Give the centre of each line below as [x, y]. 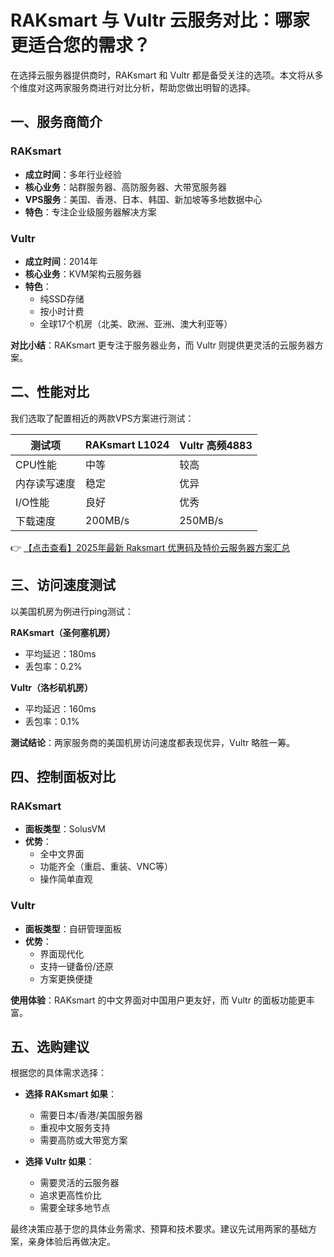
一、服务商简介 [56, 122]
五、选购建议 [50, 1046]
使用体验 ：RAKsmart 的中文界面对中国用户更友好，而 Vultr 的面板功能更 [158, 1000]
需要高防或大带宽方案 [83, 1140]
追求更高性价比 [70, 1195]
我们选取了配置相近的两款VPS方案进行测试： [102, 418]
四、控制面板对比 [63, 776]
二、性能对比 [50, 392]
